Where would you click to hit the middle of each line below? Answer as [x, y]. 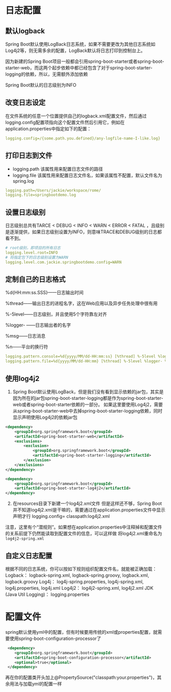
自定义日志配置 [29, 555]
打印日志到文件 [29, 156]
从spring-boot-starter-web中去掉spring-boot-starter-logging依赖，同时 [88, 411]
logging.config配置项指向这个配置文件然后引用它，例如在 [65, 122]
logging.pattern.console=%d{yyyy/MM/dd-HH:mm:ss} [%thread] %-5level [81, 356]
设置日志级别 [25, 212]
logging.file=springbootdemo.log [41, 195]
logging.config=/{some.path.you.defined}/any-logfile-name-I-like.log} [83, 138]
